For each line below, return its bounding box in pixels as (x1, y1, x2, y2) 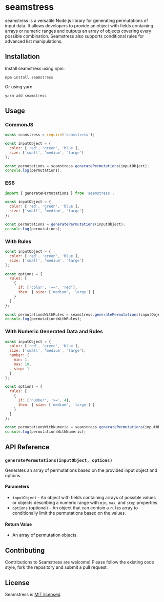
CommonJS (5, 121, 34, 128)
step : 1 (14, 366, 29, 371)
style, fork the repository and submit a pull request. (5, 564, 108, 570)
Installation (5, 53, 40, 61)
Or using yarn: (5, 83, 34, 89)
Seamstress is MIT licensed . (5, 591, 62, 597)
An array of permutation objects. (12, 532, 78, 538)
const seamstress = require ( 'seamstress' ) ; (5, 132, 95, 138)
